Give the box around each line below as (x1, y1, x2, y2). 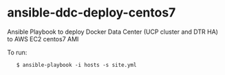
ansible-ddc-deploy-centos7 (7, 5, 176, 21)
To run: (7, 48, 28, 56)
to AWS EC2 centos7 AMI (7, 34, 79, 43)
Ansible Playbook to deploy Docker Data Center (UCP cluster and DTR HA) (7, 28, 219, 36)
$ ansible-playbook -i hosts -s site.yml (16, 61, 137, 68)
